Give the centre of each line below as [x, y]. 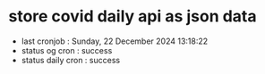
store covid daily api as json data [132, 16]
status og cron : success [67, 50]
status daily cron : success [71, 60]
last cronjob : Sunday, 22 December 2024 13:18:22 [115, 41]
